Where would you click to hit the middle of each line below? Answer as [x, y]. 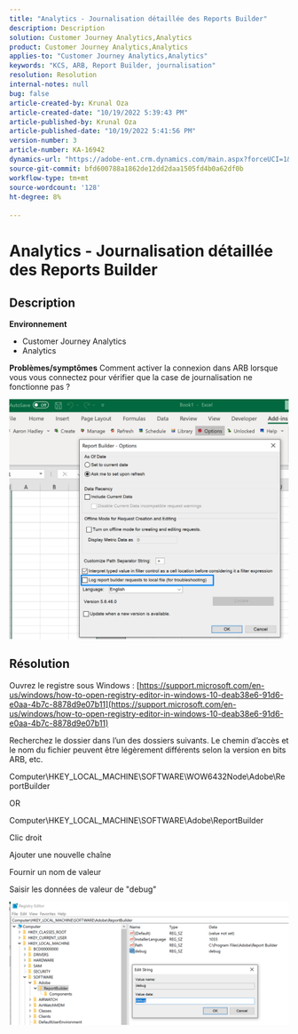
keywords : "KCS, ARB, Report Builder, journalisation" [113, 66]
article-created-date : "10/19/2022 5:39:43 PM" [99, 112]
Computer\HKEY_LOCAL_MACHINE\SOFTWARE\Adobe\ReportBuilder [137, 820]
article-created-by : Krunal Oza [69, 103]
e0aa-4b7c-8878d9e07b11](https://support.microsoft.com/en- [123, 704]
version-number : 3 [43, 141]
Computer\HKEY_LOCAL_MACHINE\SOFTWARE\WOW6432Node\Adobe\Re [147, 776]
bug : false [29, 93]
